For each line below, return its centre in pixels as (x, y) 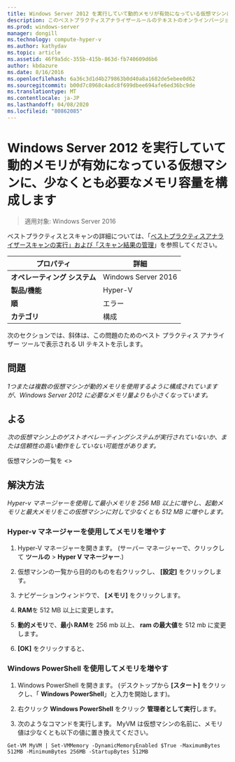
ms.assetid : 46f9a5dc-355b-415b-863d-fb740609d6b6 (83, 59)
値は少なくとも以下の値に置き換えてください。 (85, 732)
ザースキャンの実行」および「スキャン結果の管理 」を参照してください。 (117, 245)
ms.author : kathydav (37, 46)
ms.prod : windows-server (43, 27)
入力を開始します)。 (145, 693)
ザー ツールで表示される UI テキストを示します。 (77, 344)
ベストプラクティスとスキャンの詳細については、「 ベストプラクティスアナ (113, 236)
